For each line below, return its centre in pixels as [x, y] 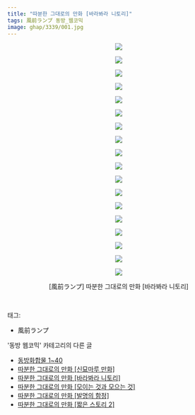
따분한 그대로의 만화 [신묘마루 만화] [66, 369]
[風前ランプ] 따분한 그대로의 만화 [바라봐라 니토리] [119, 286]
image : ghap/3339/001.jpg [45, 27]
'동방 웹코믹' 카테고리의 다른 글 [50, 345]
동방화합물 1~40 [40, 361]
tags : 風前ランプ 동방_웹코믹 [45, 21]
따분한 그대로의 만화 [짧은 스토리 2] [66, 404]
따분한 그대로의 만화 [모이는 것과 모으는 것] [76, 387]
